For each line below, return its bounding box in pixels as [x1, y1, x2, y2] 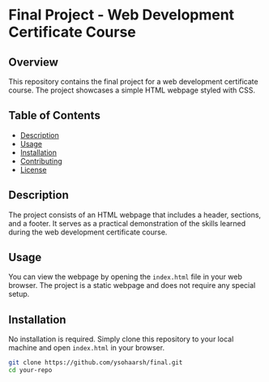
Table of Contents [8, 109, 101, 122]
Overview [8, 55, 59, 69]
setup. [8, 290, 30, 299]
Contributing [19, 156, 62, 165]
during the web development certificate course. [8, 227, 168, 237]
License [19, 165, 47, 174]
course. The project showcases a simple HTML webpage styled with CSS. [8, 85, 255, 95]
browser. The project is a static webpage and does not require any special [8, 281, 256, 290]
